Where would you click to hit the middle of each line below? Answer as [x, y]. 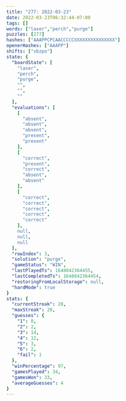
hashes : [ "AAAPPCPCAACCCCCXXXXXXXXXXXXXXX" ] [63, 40]
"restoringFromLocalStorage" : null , [58, 282]
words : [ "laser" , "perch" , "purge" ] [50, 29]
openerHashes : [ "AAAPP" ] [38, 46]
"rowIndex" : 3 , [31, 254]
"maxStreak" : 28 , [34, 310]
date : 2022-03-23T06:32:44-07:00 [48, 18]
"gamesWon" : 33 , [32, 377]
